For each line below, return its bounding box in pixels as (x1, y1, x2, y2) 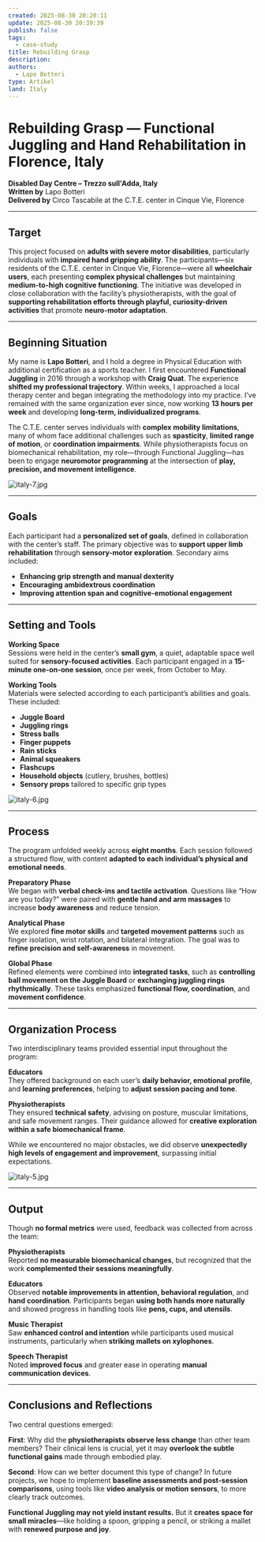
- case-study (15, 41, 58, 49)
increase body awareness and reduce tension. (8, 903, 161, 912)
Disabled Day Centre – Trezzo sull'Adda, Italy (8, 179, 159, 188)
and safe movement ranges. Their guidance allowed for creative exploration (8, 1116, 257, 1126)
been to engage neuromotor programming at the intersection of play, (8, 456, 236, 465)
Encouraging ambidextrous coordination (19, 580, 155, 589)
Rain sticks (19, 746, 57, 755)
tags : (8, 33, 26, 42)
